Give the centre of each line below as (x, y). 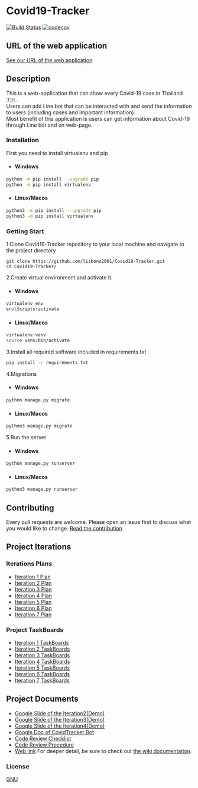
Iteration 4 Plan (33, 596)
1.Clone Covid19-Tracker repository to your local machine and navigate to (95, 245)
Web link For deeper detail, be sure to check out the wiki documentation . (103, 751)
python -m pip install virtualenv (49, 185)
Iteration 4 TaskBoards (42, 661)
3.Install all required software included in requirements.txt (76, 352)
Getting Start (25, 231)
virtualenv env (25, 304)
